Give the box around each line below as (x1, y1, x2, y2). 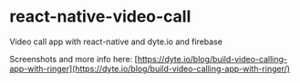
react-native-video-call (9, 6, 191, 27)
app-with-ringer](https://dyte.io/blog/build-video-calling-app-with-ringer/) (9, 63, 290, 74)
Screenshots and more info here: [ (9, 53, 139, 64)
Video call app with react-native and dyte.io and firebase (9, 36, 223, 47)
